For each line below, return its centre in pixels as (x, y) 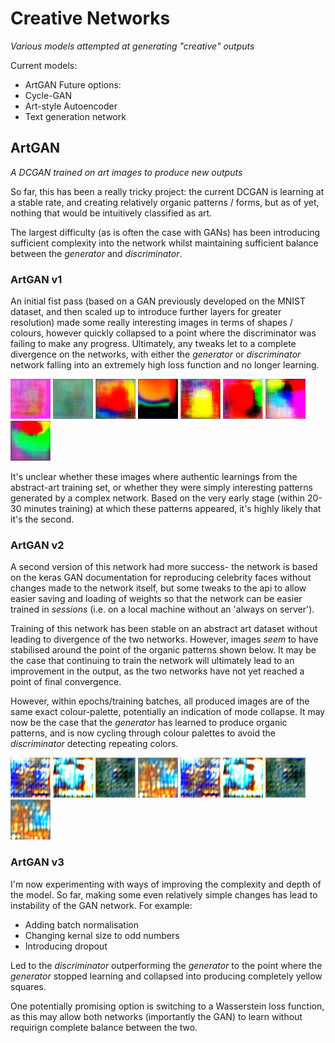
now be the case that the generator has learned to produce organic (149, 723)
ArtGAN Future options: (73, 84)
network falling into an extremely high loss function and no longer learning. (165, 365)
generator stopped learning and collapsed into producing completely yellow (166, 976)
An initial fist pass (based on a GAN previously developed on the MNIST (158, 301)
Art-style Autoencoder (71, 106)
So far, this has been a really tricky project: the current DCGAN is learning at (167, 191)
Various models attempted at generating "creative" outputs (132, 46)
